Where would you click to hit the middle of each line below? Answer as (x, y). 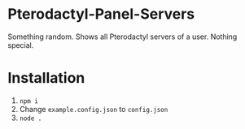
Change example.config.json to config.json (94, 109)
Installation (46, 78)
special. (21, 45)
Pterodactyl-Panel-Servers (101, 14)
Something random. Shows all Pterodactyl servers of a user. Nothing (122, 37)
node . (31, 118)
